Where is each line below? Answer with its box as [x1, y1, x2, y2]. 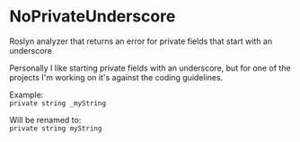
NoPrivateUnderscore [9, 6, 176, 27]
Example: [9, 89, 44, 100]
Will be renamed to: [9, 114, 82, 125]
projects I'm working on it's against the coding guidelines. [9, 71, 224, 82]
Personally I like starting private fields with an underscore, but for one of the [9, 63, 291, 73]
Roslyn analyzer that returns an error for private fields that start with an [9, 36, 272, 46]
